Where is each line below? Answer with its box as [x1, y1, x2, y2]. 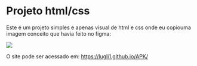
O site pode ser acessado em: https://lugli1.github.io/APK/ [6, 52, 148, 60]
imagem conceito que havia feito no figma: [6, 30, 112, 37]
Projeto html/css [6, 4, 90, 18]
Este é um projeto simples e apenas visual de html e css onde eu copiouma [6, 24, 191, 31]
